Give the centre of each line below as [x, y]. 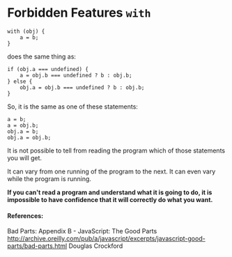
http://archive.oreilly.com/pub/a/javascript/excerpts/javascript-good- [106, 239]
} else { [20, 81]
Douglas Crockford [96, 246]
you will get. [25, 157]
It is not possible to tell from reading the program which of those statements [116, 150]
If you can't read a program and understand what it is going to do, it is [110, 192]
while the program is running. [49, 178]
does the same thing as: [42, 56]
